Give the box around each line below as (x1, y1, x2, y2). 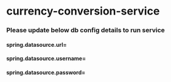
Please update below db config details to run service (6, 26, 166, 35)
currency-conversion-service (6, 4, 160, 18)
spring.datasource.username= (6, 55, 86, 62)
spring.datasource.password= (6, 69, 86, 76)
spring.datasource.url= (6, 41, 67, 48)
